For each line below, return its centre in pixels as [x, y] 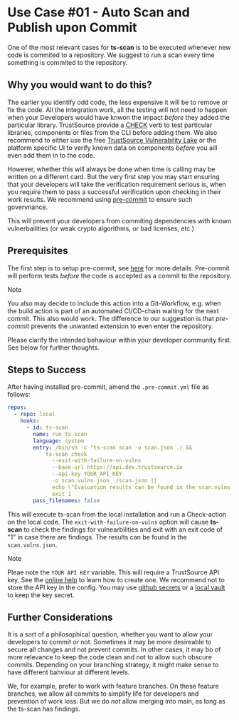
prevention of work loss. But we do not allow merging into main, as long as [116, 701]
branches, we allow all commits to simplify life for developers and [103, 694]
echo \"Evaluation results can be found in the [124, 487]
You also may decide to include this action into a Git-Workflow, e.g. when [115, 303]
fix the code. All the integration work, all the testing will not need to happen [117, 110]
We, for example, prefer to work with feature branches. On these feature [113, 686]
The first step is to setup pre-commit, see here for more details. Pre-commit [118, 268]
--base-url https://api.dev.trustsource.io [117, 467]
